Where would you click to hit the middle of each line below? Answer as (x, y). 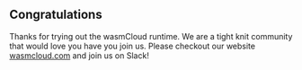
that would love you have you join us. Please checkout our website (133, 46)
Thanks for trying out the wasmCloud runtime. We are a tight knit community (151, 36)
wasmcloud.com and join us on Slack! (80, 55)
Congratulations (56, 15)
